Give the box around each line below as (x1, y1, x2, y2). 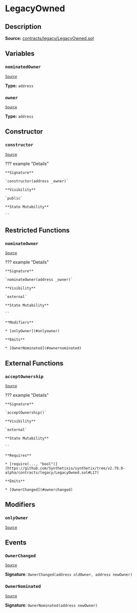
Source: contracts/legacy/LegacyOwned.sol (5, 35, 94, 41)
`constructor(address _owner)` (5, 179, 69, 183)
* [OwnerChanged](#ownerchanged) (5, 487, 73, 492)
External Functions (5, 359, 64, 367)
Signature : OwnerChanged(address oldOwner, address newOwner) (5, 571, 133, 577)
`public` (5, 196, 23, 201)
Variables (5, 49, 35, 58)
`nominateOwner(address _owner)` (5, 277, 73, 282)
